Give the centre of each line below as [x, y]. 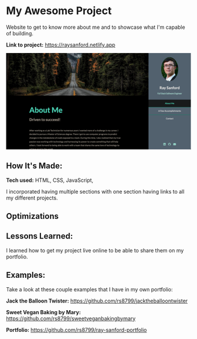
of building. [20, 33]
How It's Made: [34, 166]
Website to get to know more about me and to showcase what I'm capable [96, 27]
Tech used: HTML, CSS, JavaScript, [50, 180]
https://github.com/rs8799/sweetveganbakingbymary [71, 318]
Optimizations [32, 216]
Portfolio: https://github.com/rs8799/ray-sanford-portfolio [77, 330]
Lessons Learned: [40, 236]
